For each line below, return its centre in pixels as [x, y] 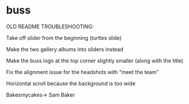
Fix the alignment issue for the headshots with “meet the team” [82, 72]
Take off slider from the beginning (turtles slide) [64, 38]
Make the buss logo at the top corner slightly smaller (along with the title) [95, 61]
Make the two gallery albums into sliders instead [65, 49]
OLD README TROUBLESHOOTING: [50, 26]
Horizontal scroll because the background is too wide [71, 83]
